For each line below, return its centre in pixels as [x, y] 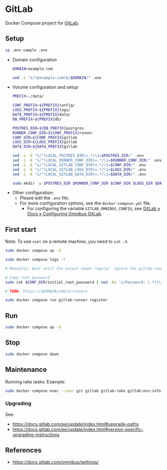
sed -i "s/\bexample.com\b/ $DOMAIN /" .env [57, 78]
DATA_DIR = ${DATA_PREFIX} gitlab [45, 147]
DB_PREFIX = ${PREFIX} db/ [37, 119]
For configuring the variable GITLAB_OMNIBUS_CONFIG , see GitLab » [94, 209]
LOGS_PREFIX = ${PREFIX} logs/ [41, 110]
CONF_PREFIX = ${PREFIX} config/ [44, 106]
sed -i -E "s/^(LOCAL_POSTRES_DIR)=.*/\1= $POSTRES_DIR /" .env [78, 156]
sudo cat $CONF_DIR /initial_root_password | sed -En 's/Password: [75, 282]
